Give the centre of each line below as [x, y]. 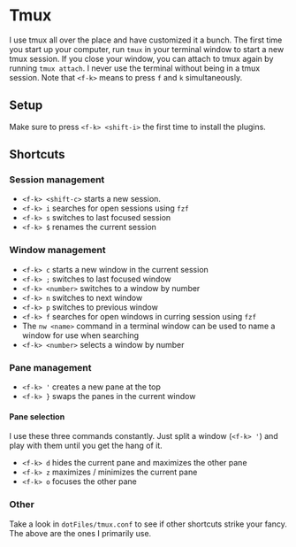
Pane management [50, 367]
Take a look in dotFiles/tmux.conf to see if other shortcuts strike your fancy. [148, 524]
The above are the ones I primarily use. [80, 533]
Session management [57, 180]
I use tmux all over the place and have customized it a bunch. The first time [146, 40]
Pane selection [37, 416]
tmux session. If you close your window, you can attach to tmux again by [141, 58]
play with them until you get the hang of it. [86, 446]
